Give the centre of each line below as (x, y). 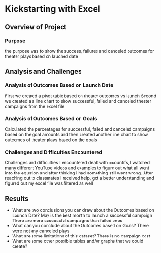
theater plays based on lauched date (42, 56)
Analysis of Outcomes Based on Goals (51, 119)
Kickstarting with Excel (53, 9)
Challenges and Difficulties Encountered (54, 152)
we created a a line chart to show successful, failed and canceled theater (78, 101)
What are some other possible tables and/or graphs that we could (78, 241)
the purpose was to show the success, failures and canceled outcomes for (80, 51)
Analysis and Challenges (43, 71)
